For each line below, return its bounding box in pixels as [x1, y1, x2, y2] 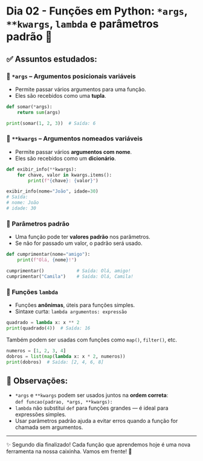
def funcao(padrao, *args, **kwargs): [14, 399, 113, 405]
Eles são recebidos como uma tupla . [14, 92, 107, 99]
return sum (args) [17, 109, 61, 115]
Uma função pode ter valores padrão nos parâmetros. [14, 234, 151, 241]
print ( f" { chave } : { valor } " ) [28, 177, 98, 183]
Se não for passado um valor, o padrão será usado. [14, 240, 143, 247]
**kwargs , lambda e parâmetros [6, 17, 159, 31]
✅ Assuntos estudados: [6, 54, 98, 64]
